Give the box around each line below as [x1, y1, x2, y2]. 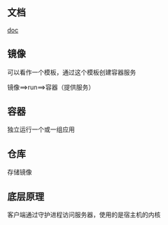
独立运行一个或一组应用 [7, 125, 75, 134]
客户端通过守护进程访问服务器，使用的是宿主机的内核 [7, 210, 161, 219]
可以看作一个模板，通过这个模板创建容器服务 [7, 67, 136, 76]
